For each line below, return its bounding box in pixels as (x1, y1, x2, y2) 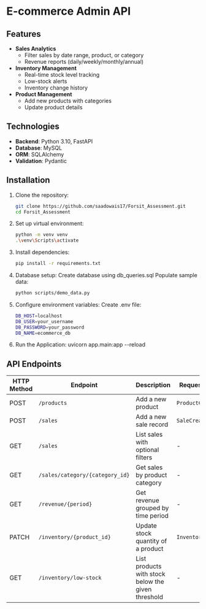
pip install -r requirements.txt (15, 261, 101, 267)
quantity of (135, 537, 167, 545)
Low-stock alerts (24, 78, 67, 85)
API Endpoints (6, 359, 62, 369)
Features (6, 29, 41, 39)
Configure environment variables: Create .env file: (15, 301, 142, 308)
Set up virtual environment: (15, 220, 84, 228)
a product (135, 545, 164, 553)
